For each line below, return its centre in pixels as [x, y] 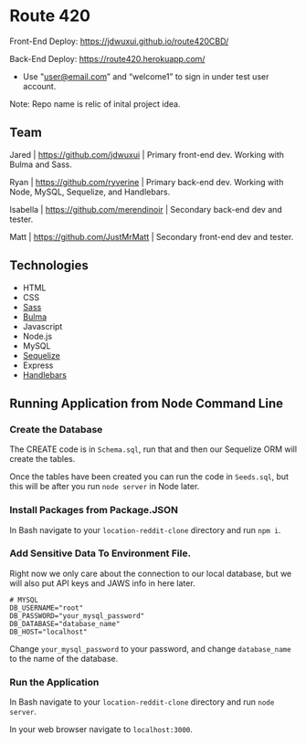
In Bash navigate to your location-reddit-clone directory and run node [142, 702]
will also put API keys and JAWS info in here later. [102, 583]
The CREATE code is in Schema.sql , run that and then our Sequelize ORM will [153, 449]
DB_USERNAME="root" [47, 608]
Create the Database [56, 429]
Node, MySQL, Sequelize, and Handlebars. [90, 192]
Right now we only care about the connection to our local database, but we [151, 573]
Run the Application [54, 682]
